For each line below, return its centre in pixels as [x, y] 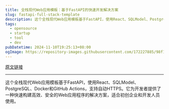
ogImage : [14, 52]
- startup [20, 33]
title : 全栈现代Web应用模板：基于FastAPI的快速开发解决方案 [62, 10]
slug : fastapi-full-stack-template [43, 15]
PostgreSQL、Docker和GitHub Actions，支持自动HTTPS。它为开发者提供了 [83, 88]
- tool [17, 38]
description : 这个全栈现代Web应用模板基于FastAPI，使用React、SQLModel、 [77, 19]
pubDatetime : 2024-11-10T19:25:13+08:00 [48, 47]
